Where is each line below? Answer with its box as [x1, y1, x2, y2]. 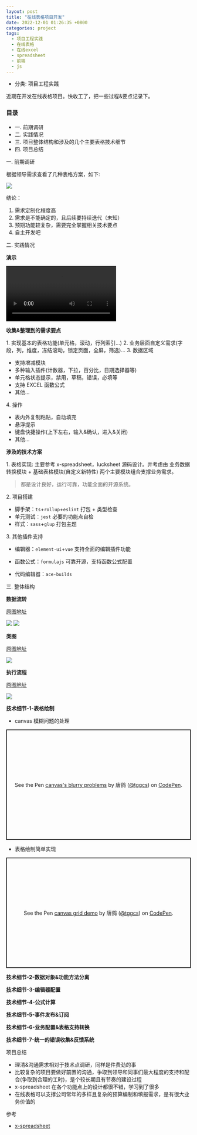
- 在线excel [11, 47, 39, 53]
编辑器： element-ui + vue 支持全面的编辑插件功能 [14, 545, 131, 552]
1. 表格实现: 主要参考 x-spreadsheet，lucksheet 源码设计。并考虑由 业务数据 [6, 461, 191, 468]
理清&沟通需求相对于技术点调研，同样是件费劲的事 [14, 1061, 137, 1068]
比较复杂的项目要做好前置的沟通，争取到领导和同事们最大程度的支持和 [14, 1068, 185, 1076]
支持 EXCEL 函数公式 [14, 381, 65, 388]
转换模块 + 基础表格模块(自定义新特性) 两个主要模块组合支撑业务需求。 [6, 468, 177, 475]
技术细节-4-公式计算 [6, 998, 56, 1005]
